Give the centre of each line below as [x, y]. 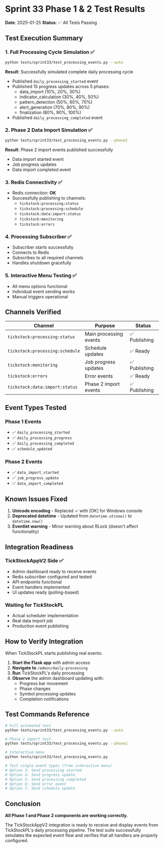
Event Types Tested [36, 408]
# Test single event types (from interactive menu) [59, 766]
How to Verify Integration [44, 641]
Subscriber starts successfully [43, 247]
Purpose [105, 326]
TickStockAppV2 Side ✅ [34, 561]
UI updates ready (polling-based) [46, 592]
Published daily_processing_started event [55, 81]
